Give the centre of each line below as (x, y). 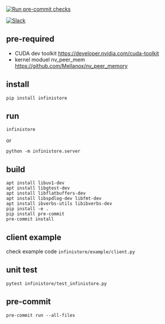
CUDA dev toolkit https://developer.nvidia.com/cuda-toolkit (87, 53)
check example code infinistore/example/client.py (71, 251)
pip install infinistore (37, 98)
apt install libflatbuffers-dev (46, 194)
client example (34, 237)
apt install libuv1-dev (35, 183)
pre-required (30, 39)
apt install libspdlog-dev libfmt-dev (54, 199)
